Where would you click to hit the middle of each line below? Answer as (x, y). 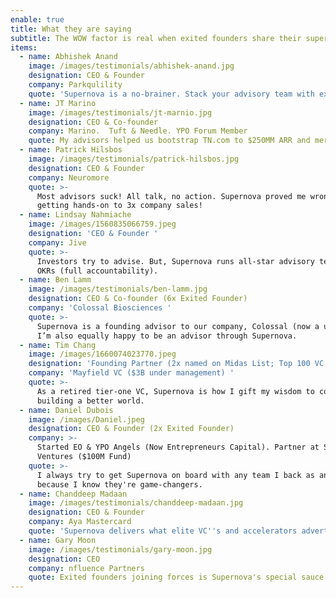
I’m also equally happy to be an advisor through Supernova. (167, 336)
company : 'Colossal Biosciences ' (100, 308)
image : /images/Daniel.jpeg (86, 419)
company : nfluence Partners (86, 568)
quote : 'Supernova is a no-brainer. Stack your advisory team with (171, 94)
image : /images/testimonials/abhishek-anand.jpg (131, 66)
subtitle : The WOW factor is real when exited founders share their (156, 38)
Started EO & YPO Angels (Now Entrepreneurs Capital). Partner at (178, 447)
